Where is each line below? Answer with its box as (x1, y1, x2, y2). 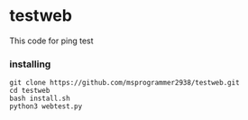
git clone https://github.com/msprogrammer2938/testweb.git (9, 78, 241, 88)
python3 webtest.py (9, 102, 83, 111)
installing (9, 58, 51, 70)
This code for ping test (9, 35, 94, 46)
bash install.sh (9, 94, 70, 104)
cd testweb (9, 87, 51, 96)
